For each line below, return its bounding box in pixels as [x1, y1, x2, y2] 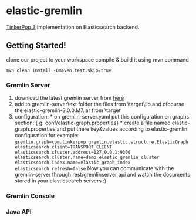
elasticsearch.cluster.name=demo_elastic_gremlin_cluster [14, 154, 160, 161]
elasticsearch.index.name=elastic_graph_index [14, 160, 131, 165]
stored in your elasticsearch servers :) [14, 177, 107, 184]
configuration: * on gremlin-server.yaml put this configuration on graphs [14, 113, 190, 120]
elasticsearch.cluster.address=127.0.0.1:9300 [14, 150, 131, 155]
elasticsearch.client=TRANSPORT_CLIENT [14, 144, 113, 150]
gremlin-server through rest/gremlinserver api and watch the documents [14, 171, 191, 178]
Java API [6, 207, 32, 215]
